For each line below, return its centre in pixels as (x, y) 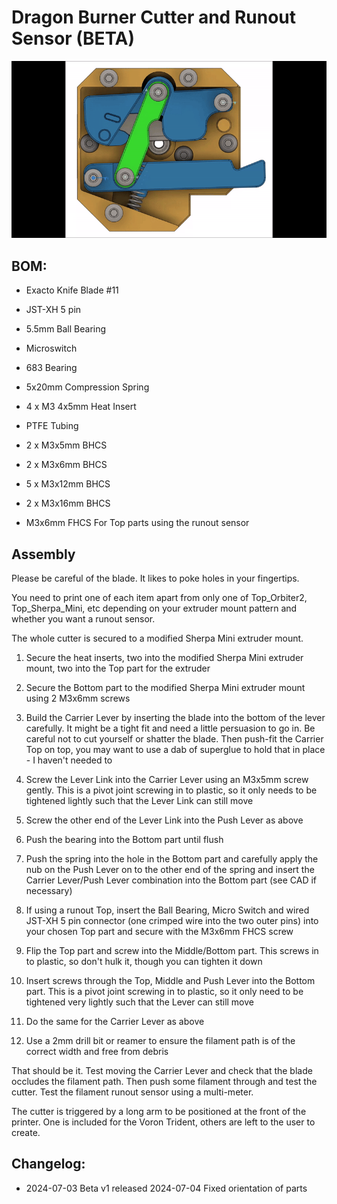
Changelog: (48, 1164)
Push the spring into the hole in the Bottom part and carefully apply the (172, 859)
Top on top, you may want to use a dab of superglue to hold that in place (175, 750)
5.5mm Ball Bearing (66, 329)
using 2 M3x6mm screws (78, 698)
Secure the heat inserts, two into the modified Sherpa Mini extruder (164, 658)
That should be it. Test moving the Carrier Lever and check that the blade (162, 1071)
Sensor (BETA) (73, 38)
